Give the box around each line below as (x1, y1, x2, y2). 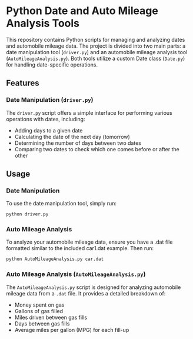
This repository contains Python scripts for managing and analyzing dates (6, 36, 185, 43)
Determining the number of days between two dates (14, 139, 141, 147)
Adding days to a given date (14, 127, 83, 134)
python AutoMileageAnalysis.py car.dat (6, 256, 104, 262)
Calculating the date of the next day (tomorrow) (14, 133, 131, 140)
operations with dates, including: (6, 115, 85, 122)
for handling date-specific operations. (6, 61, 98, 68)
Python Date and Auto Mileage (6, 4, 159, 18)
